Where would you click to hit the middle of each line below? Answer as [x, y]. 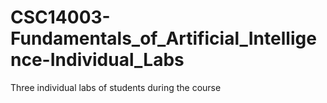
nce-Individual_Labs [97, 60]
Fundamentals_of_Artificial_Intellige [163, 38]
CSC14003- [60, 17]
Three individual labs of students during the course [116, 87]
